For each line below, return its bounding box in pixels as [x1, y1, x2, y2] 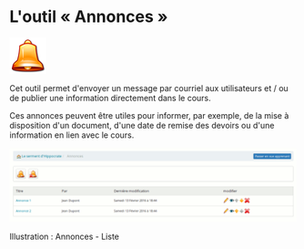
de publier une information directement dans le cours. [9, 92, 211, 103]
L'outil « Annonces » [9, 6, 168, 27]
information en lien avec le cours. [9, 130, 135, 140]
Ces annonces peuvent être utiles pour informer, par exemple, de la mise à [9, 109, 289, 120]
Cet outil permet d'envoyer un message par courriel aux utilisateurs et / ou [9, 82, 289, 93]
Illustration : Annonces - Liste [9, 231, 120, 242]
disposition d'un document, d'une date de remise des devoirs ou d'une [9, 119, 275, 130]
